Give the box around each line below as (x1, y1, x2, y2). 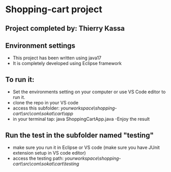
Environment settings (5, 41, 76, 50)
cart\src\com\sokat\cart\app (12, 111, 73, 117)
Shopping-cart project (5, 4, 102, 15)
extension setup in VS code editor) (12, 150, 86, 156)
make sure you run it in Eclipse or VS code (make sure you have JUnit (12, 144, 160, 150)
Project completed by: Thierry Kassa (5, 24, 125, 33)
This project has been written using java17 (12, 55, 101, 61)
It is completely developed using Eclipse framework (12, 60, 122, 67)
